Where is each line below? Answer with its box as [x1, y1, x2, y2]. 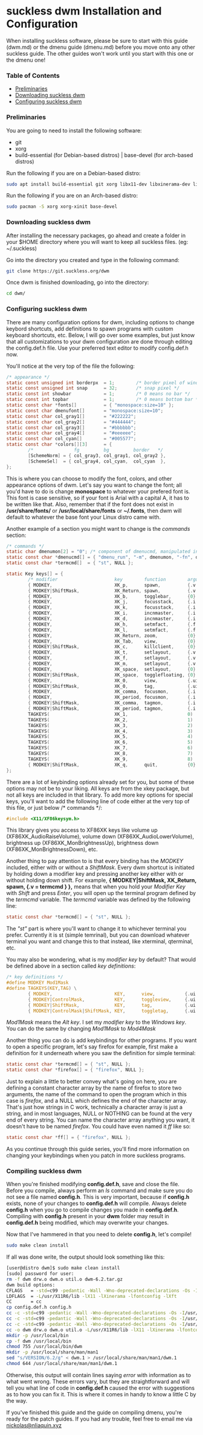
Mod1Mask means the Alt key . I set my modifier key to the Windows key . [6, 1019, 187, 1026]
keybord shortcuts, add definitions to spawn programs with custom [6, 325, 173, 332]
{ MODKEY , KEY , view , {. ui [28, 990, 196, 997]
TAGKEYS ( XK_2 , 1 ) [28, 717, 193, 723]
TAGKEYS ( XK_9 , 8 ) [28, 756, 193, 762]
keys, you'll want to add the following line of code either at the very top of [6, 797, 190, 804]
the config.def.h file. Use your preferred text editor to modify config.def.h [6, 344, 189, 352]
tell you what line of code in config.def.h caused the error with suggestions [6, 1384, 195, 1392]
